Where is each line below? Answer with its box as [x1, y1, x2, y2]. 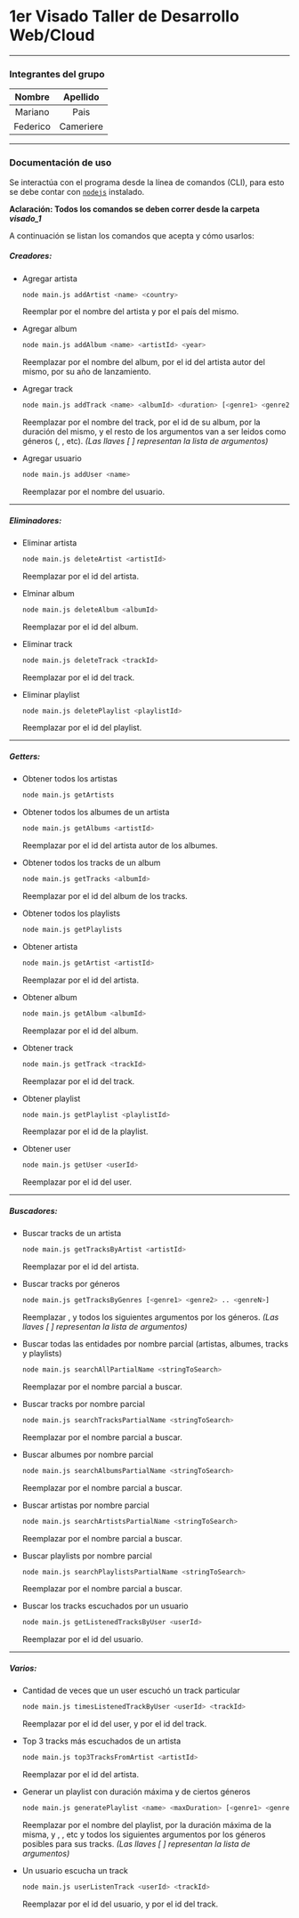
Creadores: [9, 251, 53, 262]
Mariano [14, 106, 50, 118]
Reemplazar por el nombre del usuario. [21, 487, 166, 497]
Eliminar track [21, 638, 73, 649]
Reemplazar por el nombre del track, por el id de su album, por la [21, 417, 261, 428]
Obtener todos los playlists [21, 908, 121, 919]
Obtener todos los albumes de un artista [21, 807, 170, 818]
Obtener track [21, 1042, 74, 1053]
